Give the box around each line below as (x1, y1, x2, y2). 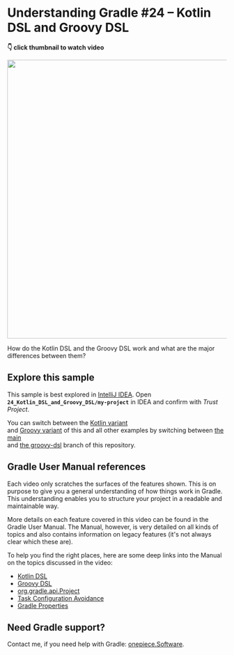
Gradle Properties (17, 601, 68, 610)
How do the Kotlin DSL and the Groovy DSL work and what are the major (7, 344, 215, 353)
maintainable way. (7, 502, 59, 510)
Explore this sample (7, 371, 95, 384)
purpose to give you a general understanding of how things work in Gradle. (7, 486, 223, 495)
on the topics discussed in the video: (7, 558, 113, 567)
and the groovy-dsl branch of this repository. (7, 440, 136, 449)
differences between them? (7, 351, 86, 360)
